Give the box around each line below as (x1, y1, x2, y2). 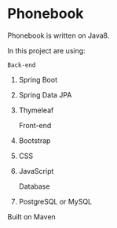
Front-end (18, 120, 52, 130)
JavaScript (18, 166, 54, 175)
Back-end (7, 61, 36, 69)
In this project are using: (7, 46, 86, 55)
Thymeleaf (18, 105, 54, 115)
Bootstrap (18, 135, 51, 145)
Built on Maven (7, 211, 56, 221)
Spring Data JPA (18, 90, 72, 99)
